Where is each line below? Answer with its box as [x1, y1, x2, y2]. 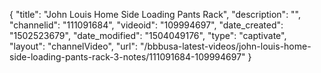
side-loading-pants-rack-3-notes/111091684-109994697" [9, 51, 246, 63]
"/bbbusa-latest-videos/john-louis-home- [139, 40, 312, 52]
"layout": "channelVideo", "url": [9, 40, 139, 52]
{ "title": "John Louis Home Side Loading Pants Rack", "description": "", [9, 9, 302, 20]
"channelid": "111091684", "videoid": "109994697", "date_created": [9, 19, 284, 31]
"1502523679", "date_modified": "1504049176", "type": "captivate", [9, 30, 287, 41]
